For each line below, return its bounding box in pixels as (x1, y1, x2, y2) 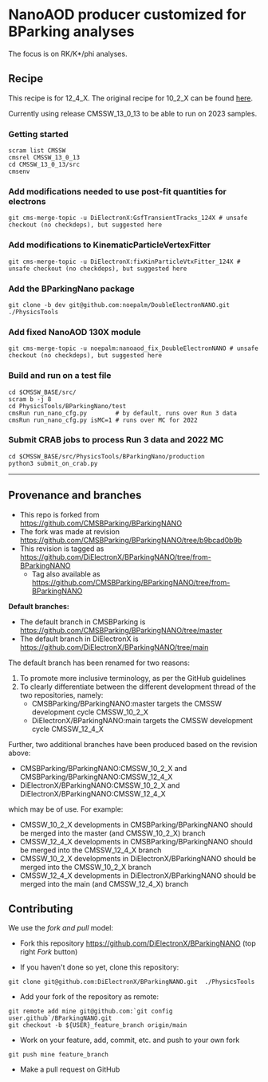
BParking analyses (8, 22, 135, 41)
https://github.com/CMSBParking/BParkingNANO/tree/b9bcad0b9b (19, 535, 242, 545)
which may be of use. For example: (8, 804, 124, 814)
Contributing (8, 903, 73, 916)
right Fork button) (19, 947, 78, 957)
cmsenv (8, 167, 30, 176)
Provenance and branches (8, 489, 142, 502)
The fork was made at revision (19, 526, 120, 536)
